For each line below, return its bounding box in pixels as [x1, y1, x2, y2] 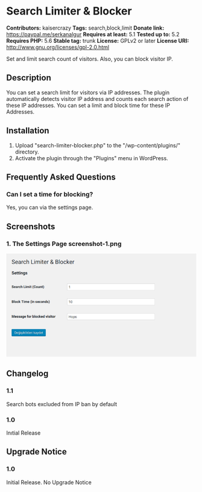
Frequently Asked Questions [6, 172, 116, 182]
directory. [14, 148, 39, 155]
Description [6, 73, 51, 83]
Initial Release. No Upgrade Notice [6, 479, 92, 486]
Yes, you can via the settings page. [6, 204, 93, 211]
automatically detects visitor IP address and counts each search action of [6, 95, 189, 102]
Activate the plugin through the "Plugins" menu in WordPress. [14, 154, 169, 161]
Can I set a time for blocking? [6, 190, 93, 198]
